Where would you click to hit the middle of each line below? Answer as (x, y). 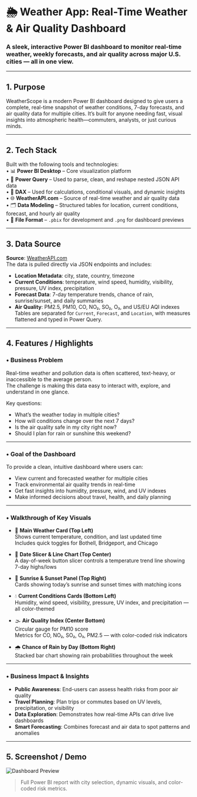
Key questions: (24, 403)
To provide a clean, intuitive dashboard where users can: (75, 466)
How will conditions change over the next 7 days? (74, 421)
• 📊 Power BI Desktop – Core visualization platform (69, 171)
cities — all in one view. (40, 62)
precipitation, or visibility (44, 708)
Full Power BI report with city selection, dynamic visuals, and (94, 782)
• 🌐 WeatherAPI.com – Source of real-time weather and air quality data (93, 198)
